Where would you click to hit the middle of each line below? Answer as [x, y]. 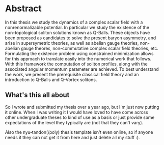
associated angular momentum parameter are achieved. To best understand [82, 69]
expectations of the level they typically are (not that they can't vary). [74, 122]
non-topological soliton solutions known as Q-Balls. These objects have [78, 32]
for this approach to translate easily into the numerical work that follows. [78, 58]
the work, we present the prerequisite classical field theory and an [72, 74]
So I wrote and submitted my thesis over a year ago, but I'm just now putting [82, 107]
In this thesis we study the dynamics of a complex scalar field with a [74, 22]
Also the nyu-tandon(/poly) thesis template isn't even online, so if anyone [79, 132]
